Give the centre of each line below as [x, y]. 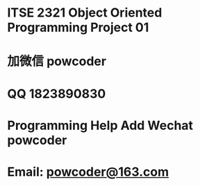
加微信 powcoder [57, 61]
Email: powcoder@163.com [88, 172]
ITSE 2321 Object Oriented [85, 13]
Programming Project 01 [78, 27]
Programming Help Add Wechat [100, 125]
